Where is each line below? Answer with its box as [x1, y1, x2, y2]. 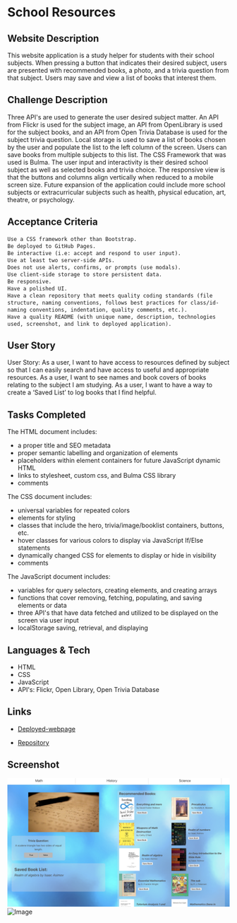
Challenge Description [7, 94, 108, 106]
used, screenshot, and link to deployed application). [7, 320, 172, 327]
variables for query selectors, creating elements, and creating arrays [17, 586, 217, 594]
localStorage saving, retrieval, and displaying [17, 623, 148, 633]
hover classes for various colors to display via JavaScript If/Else [17, 536, 204, 545]
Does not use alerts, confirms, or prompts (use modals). [7, 264, 181, 271]
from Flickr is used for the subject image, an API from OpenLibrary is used [7, 120, 224, 129]
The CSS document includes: [7, 493, 92, 501]
